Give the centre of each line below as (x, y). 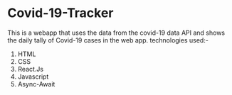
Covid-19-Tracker (60, 13)
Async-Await (36, 84)
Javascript (33, 77)
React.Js (31, 69)
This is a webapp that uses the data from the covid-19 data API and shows (116, 33)
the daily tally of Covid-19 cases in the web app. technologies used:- (108, 40)
